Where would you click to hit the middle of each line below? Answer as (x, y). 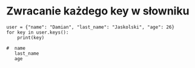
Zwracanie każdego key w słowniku (98, 11)
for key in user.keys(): (38, 32)
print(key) (31, 37)
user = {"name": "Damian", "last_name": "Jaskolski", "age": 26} (90, 27)
